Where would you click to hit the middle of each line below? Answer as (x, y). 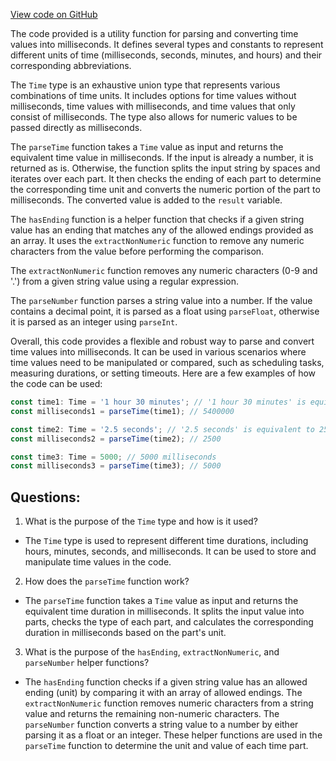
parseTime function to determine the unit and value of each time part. (166, 746)
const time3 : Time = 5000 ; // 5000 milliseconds (113, 457)
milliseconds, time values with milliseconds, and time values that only (153, 106)
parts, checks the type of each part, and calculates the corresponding (169, 622)
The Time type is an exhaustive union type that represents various (145, 85)
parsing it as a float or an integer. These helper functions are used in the (173, 735)
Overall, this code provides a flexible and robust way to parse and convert (162, 341)
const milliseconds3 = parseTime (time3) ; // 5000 (116, 466)
